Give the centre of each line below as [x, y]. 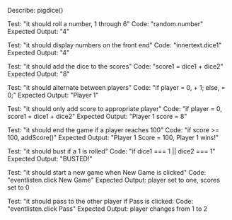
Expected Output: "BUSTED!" [50, 159]
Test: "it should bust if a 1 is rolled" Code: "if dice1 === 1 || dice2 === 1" [111, 151]
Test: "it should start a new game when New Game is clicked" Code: [107, 172]
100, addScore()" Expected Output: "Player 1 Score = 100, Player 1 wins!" [113, 138]
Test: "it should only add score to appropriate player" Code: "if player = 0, [115, 109]
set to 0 [18, 187]
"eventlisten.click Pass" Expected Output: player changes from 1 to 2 [108, 209]
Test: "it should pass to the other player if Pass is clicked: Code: [100, 201]
